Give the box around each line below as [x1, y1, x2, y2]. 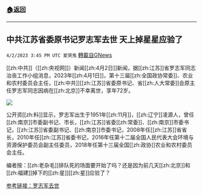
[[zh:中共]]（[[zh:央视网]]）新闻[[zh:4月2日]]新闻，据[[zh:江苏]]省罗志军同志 [6, 65, 196, 72]
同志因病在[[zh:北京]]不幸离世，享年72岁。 [27, 87, 134, 94]
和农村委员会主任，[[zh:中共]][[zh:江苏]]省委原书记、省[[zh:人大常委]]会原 [6, 80, 190, 87]
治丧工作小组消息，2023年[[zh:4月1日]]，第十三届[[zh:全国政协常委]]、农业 [6, 72, 193, 79]
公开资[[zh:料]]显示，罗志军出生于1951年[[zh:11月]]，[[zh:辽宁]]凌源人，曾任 [6, 111, 195, 118]
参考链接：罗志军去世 [6, 182, 59, 190]
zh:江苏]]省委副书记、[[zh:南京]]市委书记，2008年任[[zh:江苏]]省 [21, 126, 182, 133]
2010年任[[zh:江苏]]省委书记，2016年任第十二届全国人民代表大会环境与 [16, 134, 195, 141]
